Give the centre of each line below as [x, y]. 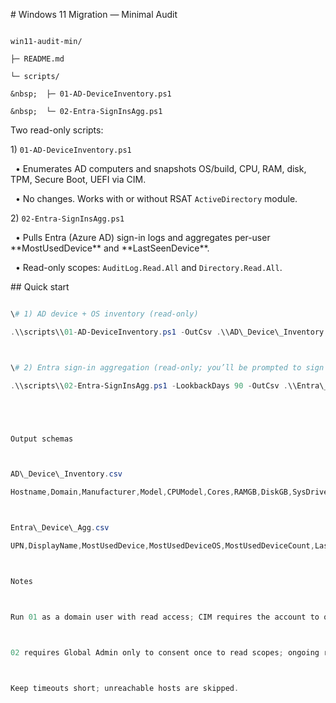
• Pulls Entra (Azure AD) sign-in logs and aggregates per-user [142, 237]
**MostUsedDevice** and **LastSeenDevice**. [110, 248]
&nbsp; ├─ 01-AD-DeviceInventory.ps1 [91, 94]
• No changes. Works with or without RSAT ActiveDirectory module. [156, 198]
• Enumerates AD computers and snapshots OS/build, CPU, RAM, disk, [160, 168]
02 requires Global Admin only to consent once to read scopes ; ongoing [165, 652]
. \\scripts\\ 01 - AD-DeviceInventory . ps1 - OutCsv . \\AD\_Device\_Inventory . [169, 332]
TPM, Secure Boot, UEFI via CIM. [78, 179]
